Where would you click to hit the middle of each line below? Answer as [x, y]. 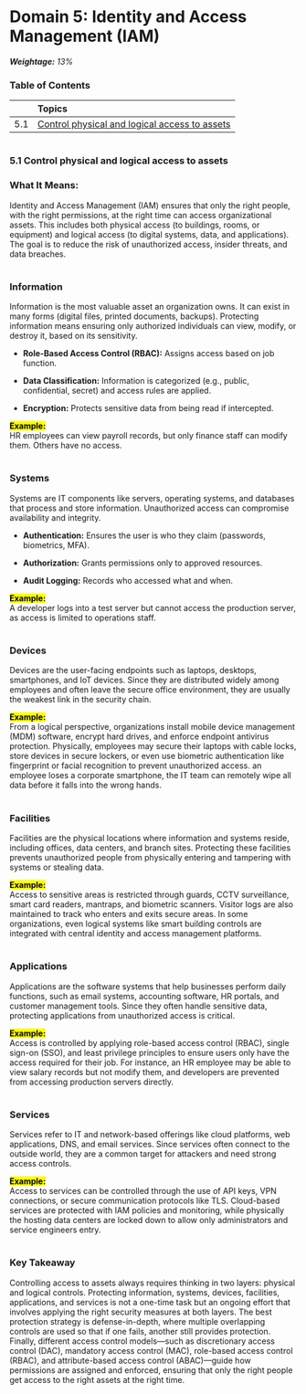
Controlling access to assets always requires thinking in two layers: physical [152, 1283]
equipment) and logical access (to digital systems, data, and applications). [149, 234]
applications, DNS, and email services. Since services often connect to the [150, 1145]
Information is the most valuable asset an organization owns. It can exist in [150, 307]
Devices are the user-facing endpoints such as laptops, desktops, [133, 671]
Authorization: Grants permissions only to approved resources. [142, 563]
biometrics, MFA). [56, 544]
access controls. [41, 1164]
